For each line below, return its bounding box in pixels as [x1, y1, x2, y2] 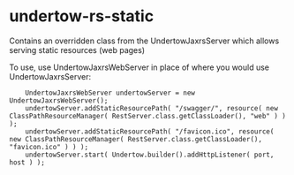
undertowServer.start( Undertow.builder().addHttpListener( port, [25, 150, 275, 159]
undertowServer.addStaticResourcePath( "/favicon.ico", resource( [25, 126, 275, 136]
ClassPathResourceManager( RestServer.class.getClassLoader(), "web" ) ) [9, 111, 287, 120]
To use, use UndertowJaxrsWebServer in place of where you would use [9, 62, 269, 72]
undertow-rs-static [9, 6, 155, 27]
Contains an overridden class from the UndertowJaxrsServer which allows [9, 35, 280, 46]
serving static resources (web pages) [9, 44, 146, 55]
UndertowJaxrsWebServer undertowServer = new [25, 88, 196, 97]
